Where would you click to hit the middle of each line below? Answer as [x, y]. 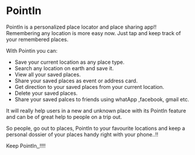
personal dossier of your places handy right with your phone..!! [82, 134]
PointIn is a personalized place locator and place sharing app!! [81, 27]
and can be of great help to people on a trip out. [64, 117]
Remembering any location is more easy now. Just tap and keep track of [93, 33]
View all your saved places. [48, 74]
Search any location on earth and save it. [64, 68]
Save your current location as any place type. [70, 62]
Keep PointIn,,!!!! [26, 146]
